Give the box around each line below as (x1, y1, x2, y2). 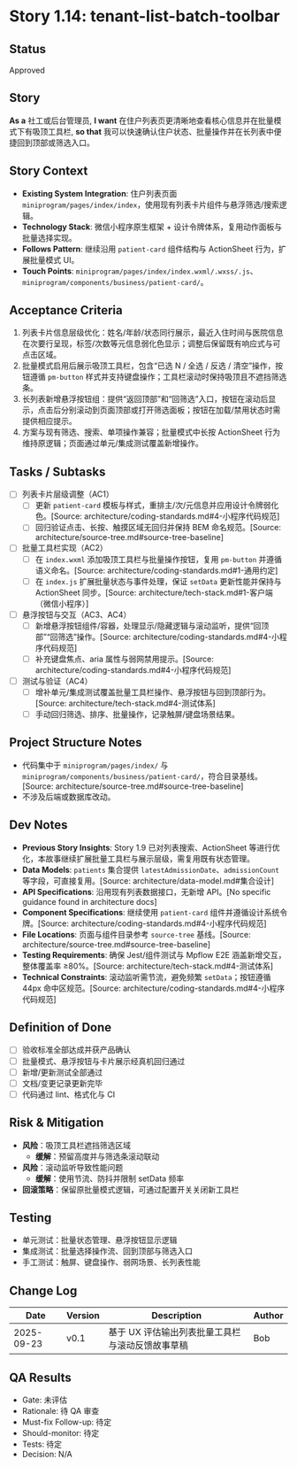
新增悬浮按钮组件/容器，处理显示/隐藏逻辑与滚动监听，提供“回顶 (34, 620, 270, 630)
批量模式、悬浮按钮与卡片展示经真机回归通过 (21, 1055, 186, 1066)
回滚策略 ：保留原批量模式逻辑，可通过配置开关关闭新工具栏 (21, 1184, 240, 1194)
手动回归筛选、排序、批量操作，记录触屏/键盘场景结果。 (34, 708, 240, 719)
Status (9, 42, 47, 57)
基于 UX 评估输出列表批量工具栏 (108, 1326, 241, 1339)
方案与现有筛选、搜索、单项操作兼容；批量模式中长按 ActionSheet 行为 (21, 427, 281, 437)
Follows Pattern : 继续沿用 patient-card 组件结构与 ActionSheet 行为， (21, 243, 279, 254)
